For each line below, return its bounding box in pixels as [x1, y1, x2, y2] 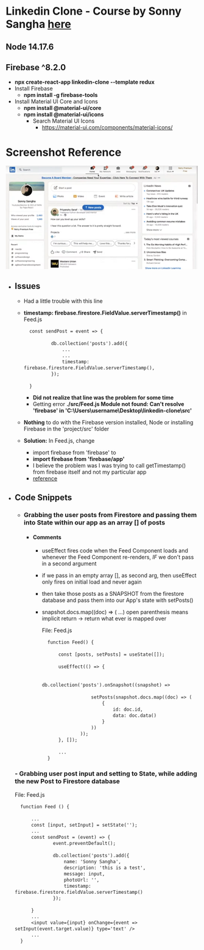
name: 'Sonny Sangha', [63, 858, 121, 865]
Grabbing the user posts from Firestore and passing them [23, 511, 197, 520]
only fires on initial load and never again [41, 578, 142, 586]
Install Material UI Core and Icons [14, 98, 98, 105]
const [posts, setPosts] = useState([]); [58, 651, 165, 658]
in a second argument [41, 560, 97, 567]
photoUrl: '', [63, 877, 100, 883]
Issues [14, 281, 41, 291]
